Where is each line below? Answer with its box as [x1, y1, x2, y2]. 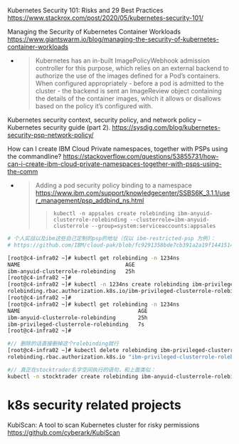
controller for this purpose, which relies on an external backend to [35, 64, 229, 72]
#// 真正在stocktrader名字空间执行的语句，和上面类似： [7, 366, 156, 373]
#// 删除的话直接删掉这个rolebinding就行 [7, 340, 119, 348]
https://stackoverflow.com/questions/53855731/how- [63, 153, 219, 160]
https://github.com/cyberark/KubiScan [7, 428, 121, 437]
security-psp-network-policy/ [7, 131, 94, 139]
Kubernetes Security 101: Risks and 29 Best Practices [7, 6, 164, 14]
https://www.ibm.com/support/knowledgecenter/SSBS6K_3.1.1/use [35, 189, 230, 197]
